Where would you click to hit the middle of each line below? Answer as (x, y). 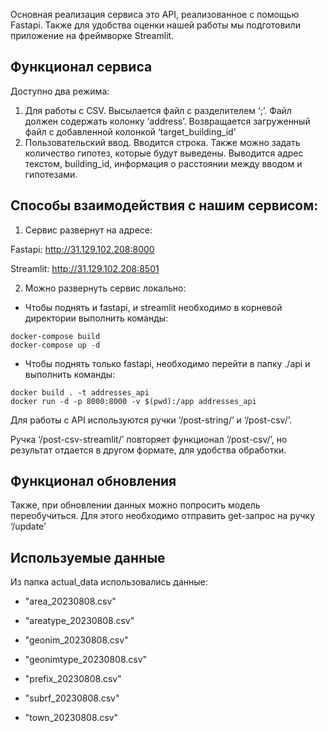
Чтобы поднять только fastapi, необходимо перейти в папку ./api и (167, 363)
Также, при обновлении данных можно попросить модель (135, 505)
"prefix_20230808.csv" (73, 679)
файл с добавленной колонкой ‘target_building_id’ (130, 131)
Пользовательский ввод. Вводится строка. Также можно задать (162, 142)
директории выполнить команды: (96, 318)
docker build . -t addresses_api (80, 392)
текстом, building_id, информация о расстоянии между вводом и (163, 163)
